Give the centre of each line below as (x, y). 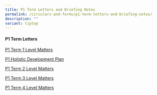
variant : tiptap (22, 23)
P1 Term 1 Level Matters (29, 50)
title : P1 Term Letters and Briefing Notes (50, 10)
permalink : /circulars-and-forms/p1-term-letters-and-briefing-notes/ (79, 14)
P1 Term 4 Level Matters (29, 88)
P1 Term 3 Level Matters (29, 78)
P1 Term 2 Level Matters (29, 69)
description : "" (22, 19)
